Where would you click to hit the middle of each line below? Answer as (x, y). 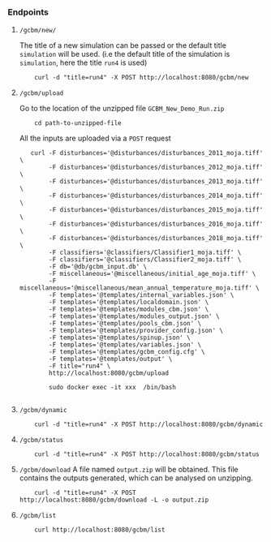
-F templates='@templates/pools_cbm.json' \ (125, 324)
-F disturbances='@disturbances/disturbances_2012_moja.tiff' (156, 168)
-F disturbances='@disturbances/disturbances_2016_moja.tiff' (156, 224)
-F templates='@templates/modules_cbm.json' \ (129, 310)
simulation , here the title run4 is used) (83, 62)
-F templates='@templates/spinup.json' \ (120, 338)
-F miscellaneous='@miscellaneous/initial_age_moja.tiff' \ (153, 274)
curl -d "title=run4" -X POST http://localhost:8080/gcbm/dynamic (149, 424)
